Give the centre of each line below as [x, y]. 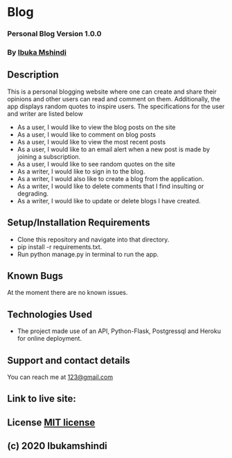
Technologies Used [50, 314]
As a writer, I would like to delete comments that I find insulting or [110, 186]
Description [33, 75]
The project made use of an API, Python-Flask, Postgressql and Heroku [119, 331]
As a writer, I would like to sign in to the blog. [81, 171]
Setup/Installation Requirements [79, 223]
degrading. [33, 193]
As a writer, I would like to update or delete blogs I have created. [109, 201]
